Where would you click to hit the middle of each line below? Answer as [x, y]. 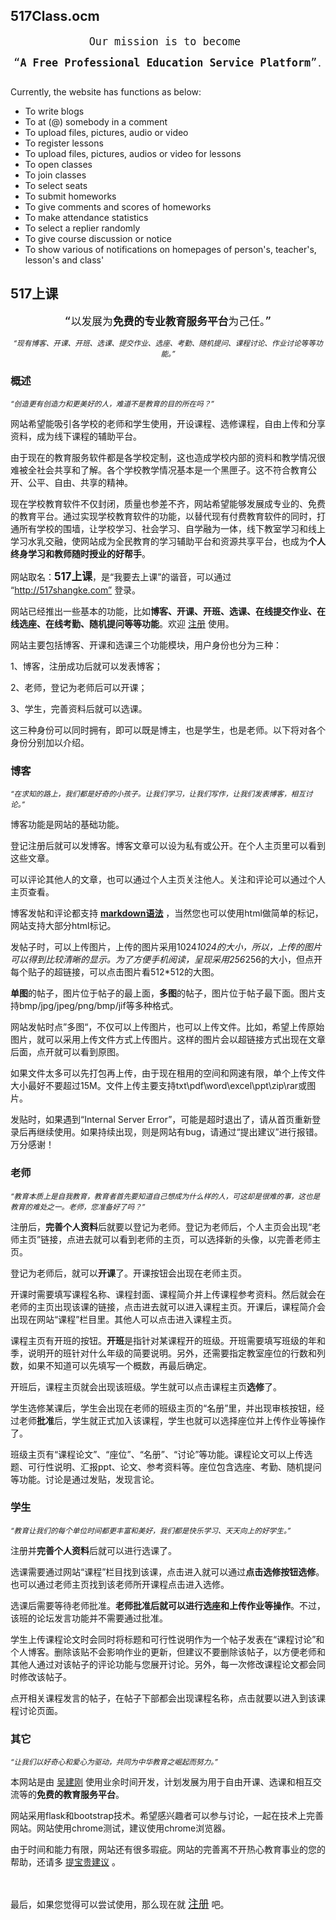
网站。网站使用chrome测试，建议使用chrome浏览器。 [121, 1828]
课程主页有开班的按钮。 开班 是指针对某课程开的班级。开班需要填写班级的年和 [168, 1340]
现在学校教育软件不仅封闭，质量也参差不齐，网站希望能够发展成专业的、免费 [168, 503]
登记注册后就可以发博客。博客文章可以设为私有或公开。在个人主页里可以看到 [168, 846]
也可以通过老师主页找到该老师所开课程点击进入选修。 [120, 1584]
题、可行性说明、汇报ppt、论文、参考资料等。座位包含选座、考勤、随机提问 [166, 1466]
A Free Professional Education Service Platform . [171, 62]
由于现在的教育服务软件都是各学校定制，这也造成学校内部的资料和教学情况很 [168, 457]
